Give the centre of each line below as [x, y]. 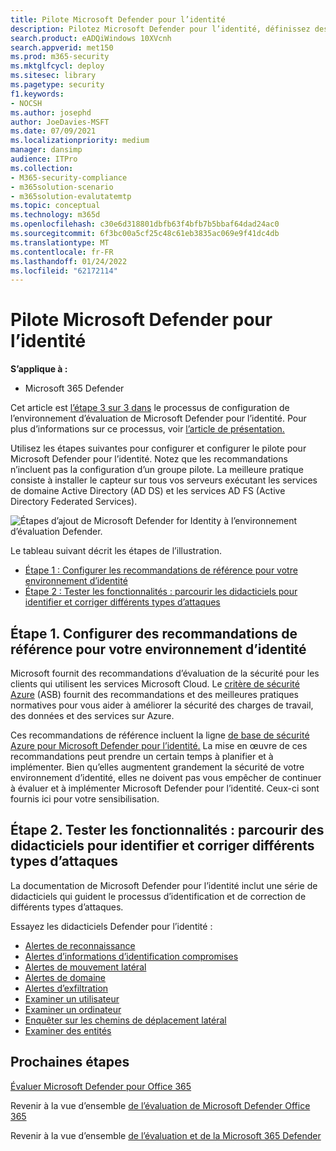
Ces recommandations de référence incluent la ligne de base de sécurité [160, 735]
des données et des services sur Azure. [92, 715]
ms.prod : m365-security [60, 57]
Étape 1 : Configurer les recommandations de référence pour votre [161, 570]
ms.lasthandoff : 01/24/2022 [69, 261]
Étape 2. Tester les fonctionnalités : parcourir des [167, 830]
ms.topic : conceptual [55, 206]
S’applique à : [39, 369]
